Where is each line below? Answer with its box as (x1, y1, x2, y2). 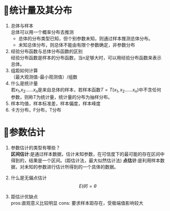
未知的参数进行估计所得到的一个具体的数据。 (24, 163, 119, 170)
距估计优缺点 (10, 193, 38, 200)
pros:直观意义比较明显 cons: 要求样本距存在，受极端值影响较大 (10, 200, 144, 206)
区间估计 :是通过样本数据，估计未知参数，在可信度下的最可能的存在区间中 (10, 151, 165, 157)
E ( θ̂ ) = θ (79, 183, 97, 189)
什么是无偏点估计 (10, 175, 47, 181)
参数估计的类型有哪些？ (10, 144, 60, 151)
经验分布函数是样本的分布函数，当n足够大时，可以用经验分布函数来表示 (10, 54, 162, 60)
